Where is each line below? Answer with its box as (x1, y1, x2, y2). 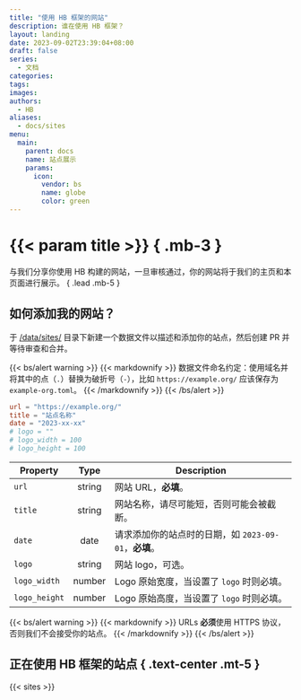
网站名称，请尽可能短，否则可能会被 (115, 497, 268, 510)
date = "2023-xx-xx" (9, 419, 87, 428)
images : (9, 88, 39, 97)
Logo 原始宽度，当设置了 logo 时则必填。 (115, 575, 288, 588)
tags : (9, 80, 30, 89)
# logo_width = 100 (9, 436, 82, 445)
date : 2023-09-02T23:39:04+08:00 (9, 38, 134, 48)
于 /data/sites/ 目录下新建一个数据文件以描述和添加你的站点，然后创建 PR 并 (9, 331, 290, 342)
